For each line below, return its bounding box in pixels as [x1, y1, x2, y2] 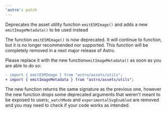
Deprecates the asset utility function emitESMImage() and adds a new [5, 21, 148, 27]
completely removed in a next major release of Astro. [5, 47, 116, 53]
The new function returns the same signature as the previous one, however [5, 86, 161, 92]
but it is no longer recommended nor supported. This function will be [5, 42, 148, 48]
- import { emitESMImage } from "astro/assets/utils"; [5, 72, 123, 78]
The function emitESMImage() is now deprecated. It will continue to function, [5, 36, 162, 43]
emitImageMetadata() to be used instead [5, 26, 88, 33]
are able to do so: [5, 62, 42, 68]
